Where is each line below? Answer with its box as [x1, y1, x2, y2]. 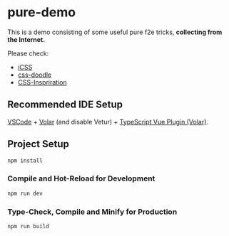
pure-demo [7, 4, 76, 21]
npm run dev [7, 190, 43, 197]
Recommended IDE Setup [7, 99, 123, 111]
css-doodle [17, 70, 52, 79]
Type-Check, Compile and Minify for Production [7, 207, 178, 217]
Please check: [7, 49, 49, 58]
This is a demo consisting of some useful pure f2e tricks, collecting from [7, 28, 223, 36]
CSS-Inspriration [17, 77, 67, 86]
